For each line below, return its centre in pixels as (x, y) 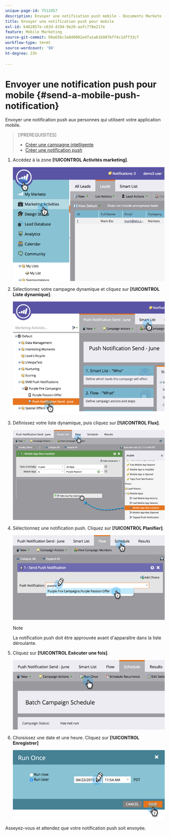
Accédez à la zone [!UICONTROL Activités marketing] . (70, 160)
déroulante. (25, 643)
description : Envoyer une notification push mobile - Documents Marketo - (86, 16)
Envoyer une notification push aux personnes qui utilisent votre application (83, 120)
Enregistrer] (26, 743)
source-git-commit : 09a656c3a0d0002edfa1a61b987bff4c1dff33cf (72, 37)
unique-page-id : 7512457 (31, 11)
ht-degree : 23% (21, 53)
